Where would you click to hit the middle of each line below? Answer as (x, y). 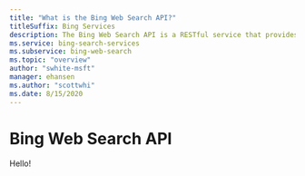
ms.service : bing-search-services (75, 43)
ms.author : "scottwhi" (52, 85)
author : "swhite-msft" (52, 69)
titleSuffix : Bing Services (63, 26)
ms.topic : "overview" (50, 60)
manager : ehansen (42, 77)
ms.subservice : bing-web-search (70, 52)
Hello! (20, 163)
